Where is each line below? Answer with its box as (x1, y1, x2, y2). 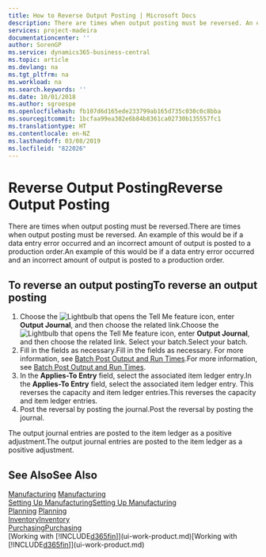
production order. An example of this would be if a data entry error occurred (8, 247, 255, 256)
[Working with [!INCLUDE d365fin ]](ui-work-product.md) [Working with (8, 531, 237, 540)
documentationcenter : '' (8, 33, 90, 42)
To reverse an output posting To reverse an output (8, 278, 258, 292)
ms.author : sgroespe (8, 100, 77, 108)
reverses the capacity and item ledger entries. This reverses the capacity (19, 388, 256, 398)
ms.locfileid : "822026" (8, 144, 87, 152)
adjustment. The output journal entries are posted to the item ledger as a (8, 437, 243, 447)
